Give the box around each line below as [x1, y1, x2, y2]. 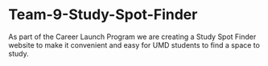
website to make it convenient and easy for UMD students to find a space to [8, 40, 260, 49]
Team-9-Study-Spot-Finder [8, 6, 198, 24]
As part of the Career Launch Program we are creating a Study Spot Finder [8, 32, 257, 41]
